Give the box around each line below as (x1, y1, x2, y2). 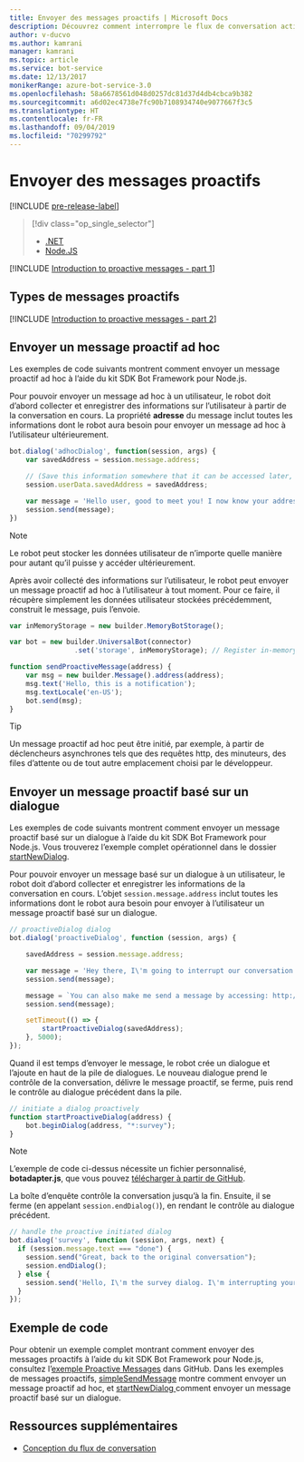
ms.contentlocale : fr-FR (9, 114, 103, 123)
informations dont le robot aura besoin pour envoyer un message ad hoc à (9, 419, 287, 431)
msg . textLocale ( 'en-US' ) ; (25, 687, 124, 697)
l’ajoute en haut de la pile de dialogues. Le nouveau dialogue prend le (9, 1067, 268, 1078)
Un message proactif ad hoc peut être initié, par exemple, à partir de (9, 739, 265, 750)
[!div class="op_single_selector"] (31, 218, 156, 229)
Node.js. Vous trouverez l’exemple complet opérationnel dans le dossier (9, 841, 278, 853)
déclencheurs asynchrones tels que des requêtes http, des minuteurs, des (9, 748, 287, 759)
